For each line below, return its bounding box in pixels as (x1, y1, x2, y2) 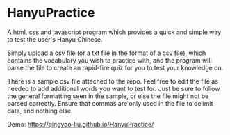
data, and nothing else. (7, 106, 73, 115)
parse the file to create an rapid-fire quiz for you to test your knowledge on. (7, 63, 224, 72)
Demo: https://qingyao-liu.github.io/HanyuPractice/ (7, 120, 154, 128)
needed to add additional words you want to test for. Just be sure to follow (7, 84, 220, 93)
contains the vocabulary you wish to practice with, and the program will (7, 56, 212, 64)
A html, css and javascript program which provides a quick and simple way (7, 28, 222, 36)
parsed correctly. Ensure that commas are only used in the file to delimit (7, 99, 213, 107)
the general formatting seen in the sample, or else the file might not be (7, 92, 209, 100)
